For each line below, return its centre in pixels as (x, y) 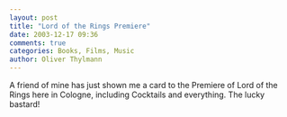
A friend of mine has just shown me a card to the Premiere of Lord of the (144, 85)
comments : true (38, 43)
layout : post (34, 18)
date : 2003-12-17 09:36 (54, 34)
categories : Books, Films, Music (72, 51)
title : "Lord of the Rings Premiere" (80, 26)
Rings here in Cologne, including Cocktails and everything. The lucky (137, 94)
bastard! (25, 104)
